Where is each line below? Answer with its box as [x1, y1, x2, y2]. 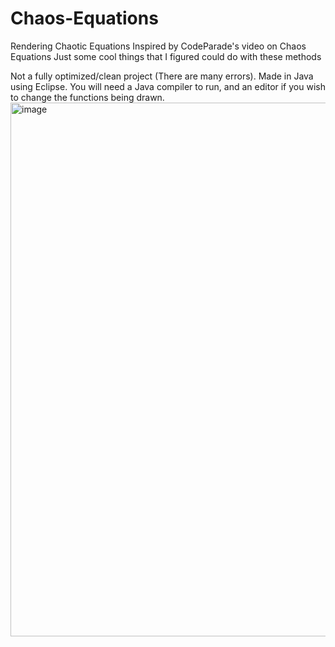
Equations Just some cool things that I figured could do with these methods [10, 50, 322, 62]
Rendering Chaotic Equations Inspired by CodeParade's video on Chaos [10, 40, 307, 52]
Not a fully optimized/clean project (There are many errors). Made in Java [10, 70, 314, 82]
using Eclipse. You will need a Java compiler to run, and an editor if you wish [10, 80, 326, 92]
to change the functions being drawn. [10, 91, 165, 103]
